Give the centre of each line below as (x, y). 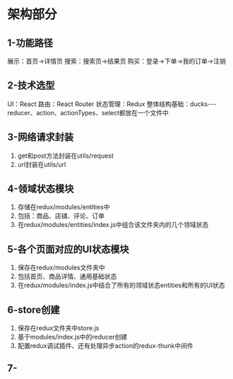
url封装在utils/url (42, 164)
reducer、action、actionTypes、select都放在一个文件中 (88, 112)
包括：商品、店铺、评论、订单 (61, 216)
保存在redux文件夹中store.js (58, 328)
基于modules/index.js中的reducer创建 (72, 337)
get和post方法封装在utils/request (66, 156)
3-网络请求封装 (41, 138)
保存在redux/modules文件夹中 (61, 268)
